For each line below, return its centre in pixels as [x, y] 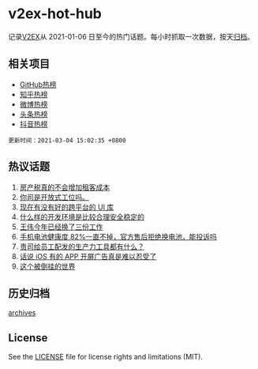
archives [22, 313]
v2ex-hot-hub [55, 14]
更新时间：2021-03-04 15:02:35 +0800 [67, 140]
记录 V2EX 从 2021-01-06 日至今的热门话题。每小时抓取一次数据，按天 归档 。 [131, 36]
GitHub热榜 [38, 85]
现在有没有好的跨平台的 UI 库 [67, 207]
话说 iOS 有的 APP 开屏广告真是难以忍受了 [88, 256]
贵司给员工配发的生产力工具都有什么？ [82, 247]
